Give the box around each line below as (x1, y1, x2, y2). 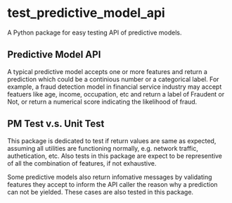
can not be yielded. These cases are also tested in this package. (7, 187, 194, 196)
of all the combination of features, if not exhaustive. (7, 159, 157, 167)
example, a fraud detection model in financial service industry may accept (7, 82, 222, 91)
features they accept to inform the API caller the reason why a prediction (7, 180, 218, 188)
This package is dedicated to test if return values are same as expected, (7, 136, 217, 145)
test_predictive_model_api (7, 5, 165, 21)
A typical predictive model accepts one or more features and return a (7, 67, 207, 75)
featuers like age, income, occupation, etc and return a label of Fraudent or (7, 90, 225, 98)
